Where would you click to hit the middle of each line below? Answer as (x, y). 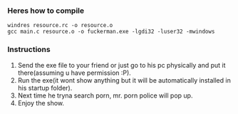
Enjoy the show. (41, 103)
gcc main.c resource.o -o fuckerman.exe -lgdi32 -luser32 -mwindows (111, 32)
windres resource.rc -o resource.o (60, 26)
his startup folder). (45, 88)
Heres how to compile (46, 11)
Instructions (29, 50)
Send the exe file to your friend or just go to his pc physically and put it (121, 65)
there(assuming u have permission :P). (74, 73)
